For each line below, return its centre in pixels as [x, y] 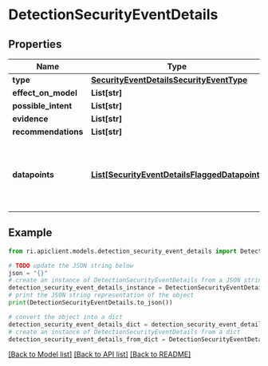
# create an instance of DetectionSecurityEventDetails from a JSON [124, 281]
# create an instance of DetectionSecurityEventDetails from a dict [124, 332]
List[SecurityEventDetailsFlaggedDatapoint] [177, 175]
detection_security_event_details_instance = [85, 288]
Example [30, 233]
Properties [35, 44]
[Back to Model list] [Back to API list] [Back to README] [100, 354]
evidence [30, 119]
